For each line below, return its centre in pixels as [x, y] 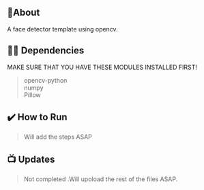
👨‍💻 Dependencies [46, 51]
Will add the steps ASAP [58, 137]
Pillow [32, 95]
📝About [24, 13]
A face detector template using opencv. [62, 29]
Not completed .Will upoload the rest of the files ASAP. [101, 179]
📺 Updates [31, 159]
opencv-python [45, 80]
